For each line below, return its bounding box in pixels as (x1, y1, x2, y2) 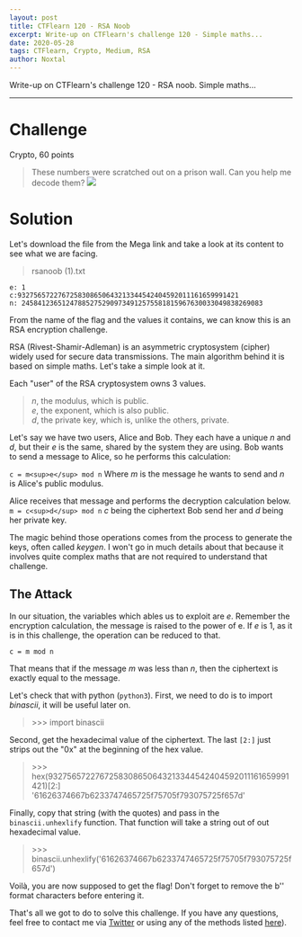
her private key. (9, 514, 67, 525)
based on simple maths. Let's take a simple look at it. (9, 361, 205, 371)
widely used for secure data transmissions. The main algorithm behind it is (9, 351, 285, 361)
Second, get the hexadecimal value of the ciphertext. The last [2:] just (9, 734, 271, 745)
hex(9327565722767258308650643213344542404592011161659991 (31, 771, 289, 781)
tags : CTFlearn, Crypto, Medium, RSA (9, 47, 151, 56)
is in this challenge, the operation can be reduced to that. (9, 629, 221, 640)
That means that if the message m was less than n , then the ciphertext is (9, 663, 279, 674)
